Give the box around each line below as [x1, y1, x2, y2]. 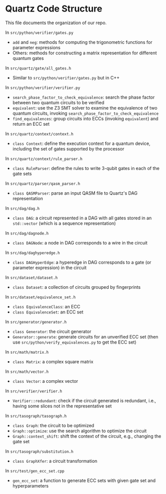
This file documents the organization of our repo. [5, 20, 107, 26]
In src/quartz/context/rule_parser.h [5, 155, 83, 161]
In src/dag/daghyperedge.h [5, 250, 60, 256]
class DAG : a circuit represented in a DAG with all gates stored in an [12, 215, 152, 221]
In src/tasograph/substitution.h [5, 448, 74, 454]
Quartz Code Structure [5, 3, 103, 15]
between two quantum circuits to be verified [12, 99, 105, 106]
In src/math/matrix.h [5, 349, 49, 355]
